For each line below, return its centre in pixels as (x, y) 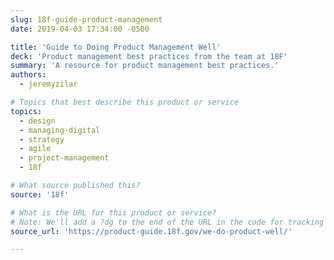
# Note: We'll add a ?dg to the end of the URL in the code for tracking (167, 222)
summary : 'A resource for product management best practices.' (145, 66)
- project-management (64, 158)
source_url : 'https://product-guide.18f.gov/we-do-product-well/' (151, 231)
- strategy (42, 139)
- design (37, 121)
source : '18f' (40, 194)
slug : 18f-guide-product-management (86, 19)
